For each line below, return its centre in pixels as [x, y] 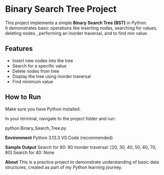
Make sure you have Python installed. [43, 109]
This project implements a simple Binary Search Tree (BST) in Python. [76, 23]
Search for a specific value [39, 66]
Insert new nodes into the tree [43, 61]
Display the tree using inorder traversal [52, 76]
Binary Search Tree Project [61, 9]
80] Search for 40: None [30, 152]
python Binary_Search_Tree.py [36, 128]
